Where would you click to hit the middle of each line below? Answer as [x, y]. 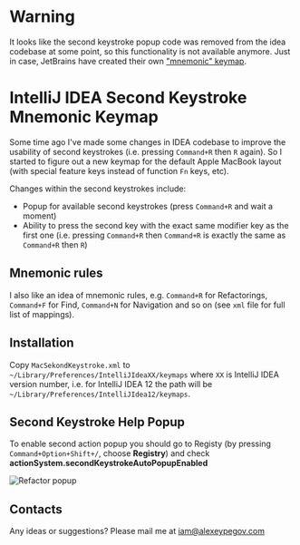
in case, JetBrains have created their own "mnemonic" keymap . [128, 61]
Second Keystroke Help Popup [97, 422]
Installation [42, 343]
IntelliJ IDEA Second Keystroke [128, 98]
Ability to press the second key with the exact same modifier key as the [155, 225]
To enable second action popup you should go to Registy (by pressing [140, 444]
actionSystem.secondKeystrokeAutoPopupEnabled [109, 463]
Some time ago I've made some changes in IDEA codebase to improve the [148, 141]
